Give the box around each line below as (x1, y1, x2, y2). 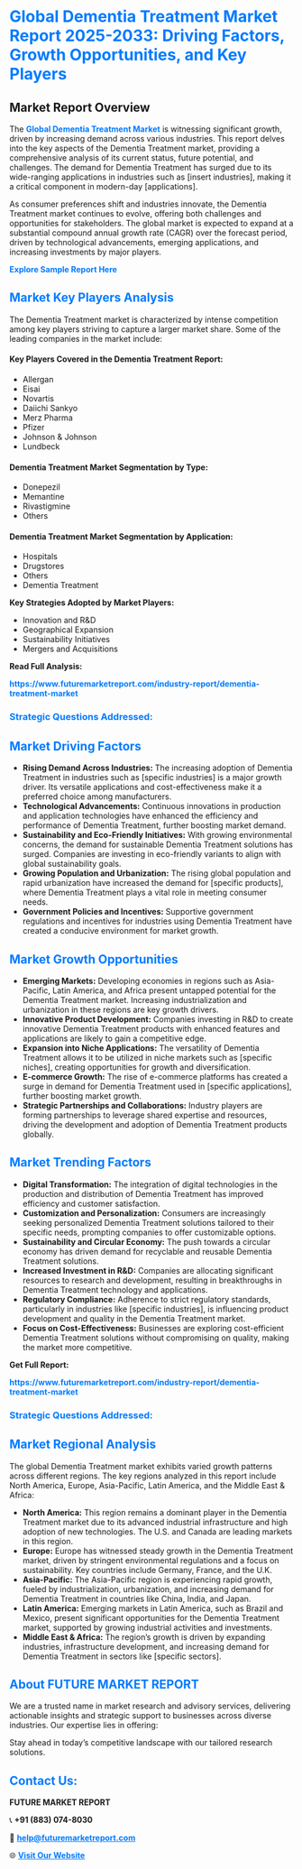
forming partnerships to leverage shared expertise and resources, (22, 1109, 268, 1120)
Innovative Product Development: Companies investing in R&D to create (22, 1013, 294, 1025)
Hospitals (22, 551, 59, 562)
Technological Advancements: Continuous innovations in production (22, 801, 281, 812)
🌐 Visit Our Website (9, 1850, 86, 1861)
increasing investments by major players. (9, 246, 162, 257)
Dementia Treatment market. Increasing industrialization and (22, 994, 248, 1005)
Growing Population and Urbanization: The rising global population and (22, 868, 291, 879)
